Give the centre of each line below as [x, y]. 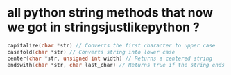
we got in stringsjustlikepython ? [103, 27]
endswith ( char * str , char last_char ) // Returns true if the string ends [116, 65]
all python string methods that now [110, 13]
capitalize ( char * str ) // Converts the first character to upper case [111, 45]
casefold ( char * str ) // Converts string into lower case [91, 52]
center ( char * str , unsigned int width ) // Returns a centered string [110, 58]
